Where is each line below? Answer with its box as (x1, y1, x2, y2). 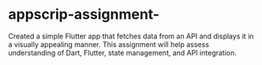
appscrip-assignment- (8, 5, 160, 23)
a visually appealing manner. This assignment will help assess (8, 39, 209, 49)
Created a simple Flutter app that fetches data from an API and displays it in (8, 31, 254, 41)
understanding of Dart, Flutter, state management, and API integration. (8, 48, 237, 57)
